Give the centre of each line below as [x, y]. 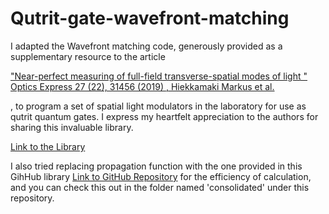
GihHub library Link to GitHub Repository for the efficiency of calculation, [161, 176]
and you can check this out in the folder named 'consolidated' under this [160, 187]
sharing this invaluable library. [72, 127]
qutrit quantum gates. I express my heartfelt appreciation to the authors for [164, 116]
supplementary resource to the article [88, 56]
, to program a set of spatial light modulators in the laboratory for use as [158, 106]
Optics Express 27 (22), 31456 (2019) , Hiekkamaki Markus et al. [142, 86]
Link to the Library [48, 146]
